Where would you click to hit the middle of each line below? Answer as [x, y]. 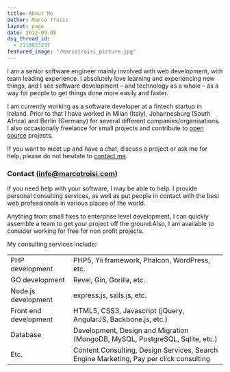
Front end [26, 311]
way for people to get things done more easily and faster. [88, 92]
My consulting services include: [52, 245]
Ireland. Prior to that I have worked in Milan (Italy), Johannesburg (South [109, 113]
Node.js [23, 291]
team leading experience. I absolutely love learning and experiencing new [111, 78]
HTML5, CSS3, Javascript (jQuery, [129, 311]
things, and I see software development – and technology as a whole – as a [113, 86]
